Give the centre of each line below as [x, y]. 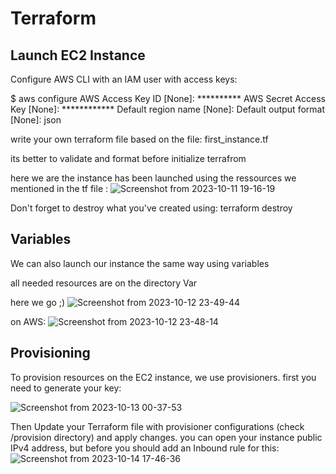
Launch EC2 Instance [78, 55]
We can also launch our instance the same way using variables [140, 263]
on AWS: [28, 321]
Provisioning [50, 353]
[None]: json [36, 120]
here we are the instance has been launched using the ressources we [153, 178]
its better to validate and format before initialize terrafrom [128, 158]
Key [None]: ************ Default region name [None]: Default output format [167, 109]
